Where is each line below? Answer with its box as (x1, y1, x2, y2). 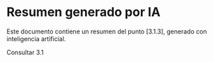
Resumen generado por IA (6, 4, 161, 20)
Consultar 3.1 (6, 48, 44, 56)
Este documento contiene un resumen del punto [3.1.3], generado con (6, 27, 207, 36)
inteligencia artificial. (6, 34, 66, 42)
